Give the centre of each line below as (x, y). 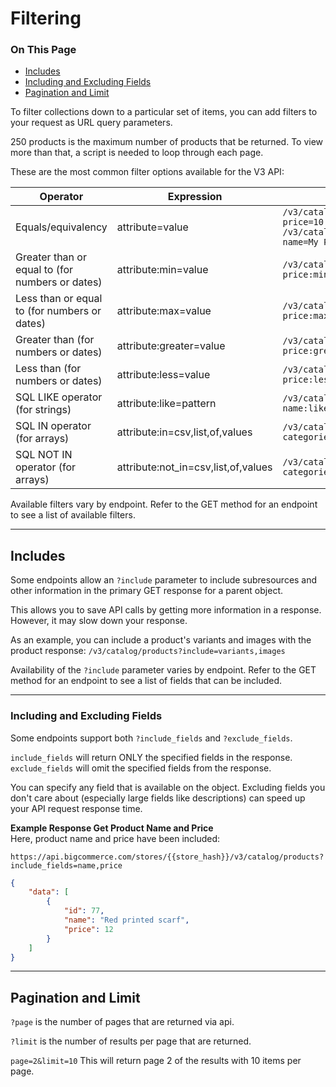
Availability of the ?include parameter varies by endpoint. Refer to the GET (163, 670)
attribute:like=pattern (166, 404)
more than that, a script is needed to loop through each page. (137, 153)
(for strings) (43, 410)
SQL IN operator (53, 426)
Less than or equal (59, 299)
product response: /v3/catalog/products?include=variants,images (148, 651)
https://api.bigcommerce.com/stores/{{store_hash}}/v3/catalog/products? (167, 857)
